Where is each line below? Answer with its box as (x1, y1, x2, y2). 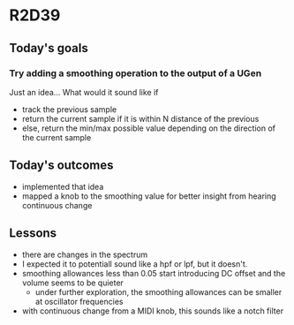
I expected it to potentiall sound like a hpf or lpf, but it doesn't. (21, 258, 248, 269)
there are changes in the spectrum (21, 249, 148, 260)
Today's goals (9, 41, 88, 56)
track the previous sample (21, 103, 117, 115)
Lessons (9, 226, 57, 241)
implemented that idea (21, 181, 104, 192)
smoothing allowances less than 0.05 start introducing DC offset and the (21, 268, 286, 278)
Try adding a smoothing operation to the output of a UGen (9, 67, 262, 79)
